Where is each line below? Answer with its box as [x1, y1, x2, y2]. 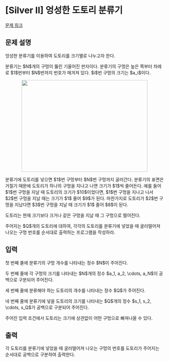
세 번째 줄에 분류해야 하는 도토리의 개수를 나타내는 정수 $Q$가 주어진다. [5, 287, 146, 293]
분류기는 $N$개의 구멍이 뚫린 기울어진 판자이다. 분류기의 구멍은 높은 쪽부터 [5, 63, 152, 69]
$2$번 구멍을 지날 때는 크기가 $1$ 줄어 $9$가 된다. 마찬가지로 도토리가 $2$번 [5, 195, 158, 201]
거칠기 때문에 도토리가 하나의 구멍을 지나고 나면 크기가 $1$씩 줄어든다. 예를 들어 [5, 183, 162, 189]
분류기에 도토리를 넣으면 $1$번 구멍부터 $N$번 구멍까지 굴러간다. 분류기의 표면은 [5, 176, 164, 183]
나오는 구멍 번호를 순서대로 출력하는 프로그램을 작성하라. [5, 229, 116, 235]
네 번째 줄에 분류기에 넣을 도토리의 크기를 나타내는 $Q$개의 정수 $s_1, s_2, [5, 298, 152, 304]
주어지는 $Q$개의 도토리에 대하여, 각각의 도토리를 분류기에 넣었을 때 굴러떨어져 [5, 223, 161, 229]
